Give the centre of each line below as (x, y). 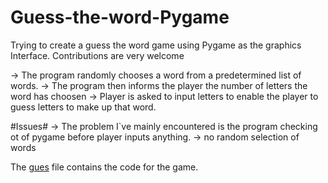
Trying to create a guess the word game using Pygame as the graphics (156, 45)
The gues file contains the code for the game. (104, 167)
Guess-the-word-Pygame (120, 17)
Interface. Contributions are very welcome (97, 55)
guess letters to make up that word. (83, 107)
